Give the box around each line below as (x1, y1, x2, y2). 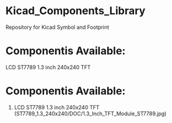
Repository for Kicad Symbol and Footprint (5, 24, 110, 31)
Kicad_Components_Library (5, 4, 146, 18)
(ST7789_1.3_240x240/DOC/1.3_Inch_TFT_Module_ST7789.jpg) (14, 110, 167, 117)
